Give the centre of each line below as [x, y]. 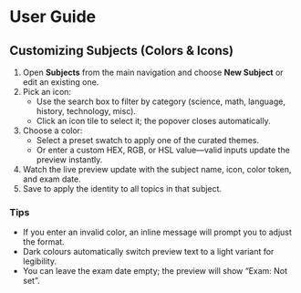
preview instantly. [69, 160]
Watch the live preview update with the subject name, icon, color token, [157, 169]
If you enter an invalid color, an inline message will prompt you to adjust [157, 232]
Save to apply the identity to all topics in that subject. [122, 188]
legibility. [40, 261]
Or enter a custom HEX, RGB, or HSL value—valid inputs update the [163, 150]
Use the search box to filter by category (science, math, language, [161, 101]
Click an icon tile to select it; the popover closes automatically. [153, 121]
